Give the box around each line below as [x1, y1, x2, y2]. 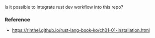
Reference [4, 16, 30, 23]
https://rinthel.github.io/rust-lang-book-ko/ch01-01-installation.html [11, 27, 150, 33]
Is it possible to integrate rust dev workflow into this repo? [4, 4, 124, 10]
